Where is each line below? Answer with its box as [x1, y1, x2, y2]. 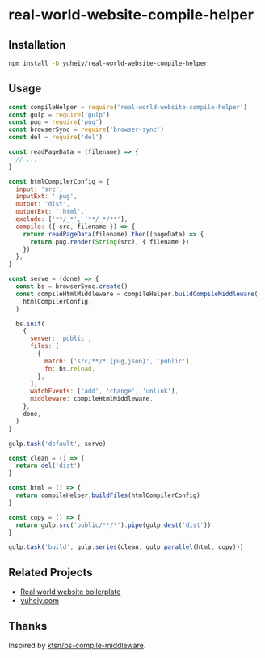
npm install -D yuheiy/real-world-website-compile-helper [8, 59, 208, 67]
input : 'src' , [15, 185, 63, 193]
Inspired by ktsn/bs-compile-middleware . [8, 640, 146, 650]
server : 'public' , [29, 334, 92, 343]
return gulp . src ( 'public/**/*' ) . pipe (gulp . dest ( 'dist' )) [15, 520, 212, 529]
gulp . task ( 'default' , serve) [8, 439, 107, 448]
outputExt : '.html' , [15, 208, 85, 216]
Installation [8, 38, 66, 52]
